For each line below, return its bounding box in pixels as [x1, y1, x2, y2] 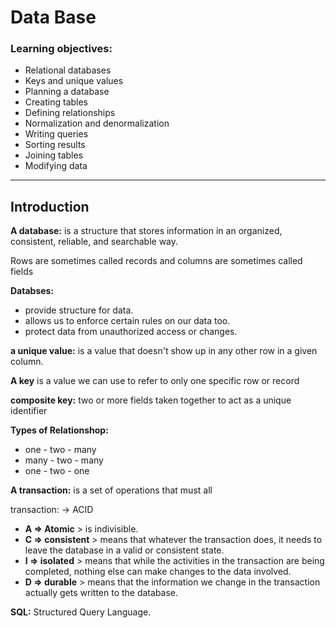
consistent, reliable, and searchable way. [10, 236, 179, 248]
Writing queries [24, 128, 89, 140]
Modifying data [24, 160, 88, 172]
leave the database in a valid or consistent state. [24, 544, 225, 556]
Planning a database [24, 86, 110, 98]
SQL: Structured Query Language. [10, 606, 152, 618]
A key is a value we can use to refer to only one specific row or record [10, 375, 300, 387]
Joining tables [24, 149, 84, 161]
